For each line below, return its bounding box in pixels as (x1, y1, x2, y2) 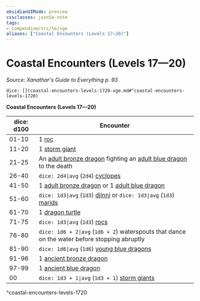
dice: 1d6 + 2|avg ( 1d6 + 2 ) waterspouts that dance (38, 228, 186, 236)
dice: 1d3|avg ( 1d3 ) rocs (38, 218, 108, 226)
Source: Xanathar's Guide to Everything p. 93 (6, 76, 118, 83)
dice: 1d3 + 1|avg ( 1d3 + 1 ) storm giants (38, 274, 155, 282)
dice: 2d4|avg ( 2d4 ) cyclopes (38, 172, 121, 180)
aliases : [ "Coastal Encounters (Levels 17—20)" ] (6, 31, 129, 37)
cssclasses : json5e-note (6, 14, 68, 20)
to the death (38, 162, 73, 170)
